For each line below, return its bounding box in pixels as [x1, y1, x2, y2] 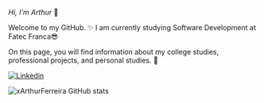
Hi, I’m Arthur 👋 [8, 8, 59, 17]
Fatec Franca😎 [8, 32, 59, 41]
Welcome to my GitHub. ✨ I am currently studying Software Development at [8, 23, 257, 32]
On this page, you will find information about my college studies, [8, 48, 219, 56]
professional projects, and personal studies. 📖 [8, 55, 159, 65]
